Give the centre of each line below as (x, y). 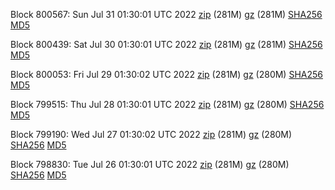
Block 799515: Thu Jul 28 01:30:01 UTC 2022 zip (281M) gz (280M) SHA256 (167, 104)
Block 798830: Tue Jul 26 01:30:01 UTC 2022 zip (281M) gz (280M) (150, 164)
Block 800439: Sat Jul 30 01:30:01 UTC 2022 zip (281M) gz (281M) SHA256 (166, 44)
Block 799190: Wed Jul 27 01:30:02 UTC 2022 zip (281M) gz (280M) (151, 134)
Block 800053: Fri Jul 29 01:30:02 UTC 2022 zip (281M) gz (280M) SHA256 (166, 74)
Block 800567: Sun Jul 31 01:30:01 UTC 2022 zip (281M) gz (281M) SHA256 (166, 14)
